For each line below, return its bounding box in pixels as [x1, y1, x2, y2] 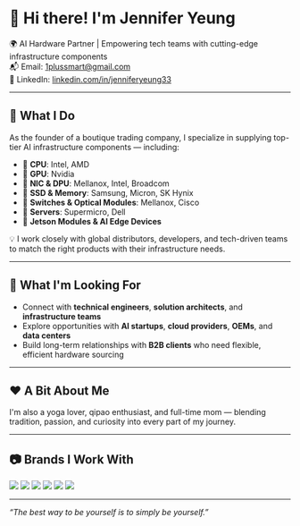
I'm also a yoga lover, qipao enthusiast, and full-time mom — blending [9, 407, 266, 418]
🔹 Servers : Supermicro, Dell [21, 206, 126, 217]
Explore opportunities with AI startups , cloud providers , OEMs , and [21, 320, 273, 331]
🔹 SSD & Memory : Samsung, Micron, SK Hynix [21, 187, 194, 198]
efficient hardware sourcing [21, 349, 125, 360]
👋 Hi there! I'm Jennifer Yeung [9, 8, 236, 29]
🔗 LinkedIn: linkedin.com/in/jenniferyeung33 [9, 73, 172, 84]
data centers [21, 330, 71, 341]
